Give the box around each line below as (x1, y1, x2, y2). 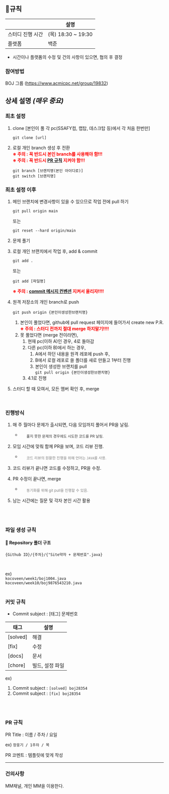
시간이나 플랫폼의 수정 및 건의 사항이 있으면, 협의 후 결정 (12, 54, 123, 60)
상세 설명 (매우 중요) (5, 96, 64, 105)
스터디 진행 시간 (8, 31, 43, 38)
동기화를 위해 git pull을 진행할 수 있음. (26, 488, 89, 493)
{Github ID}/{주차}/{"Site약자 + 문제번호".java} (5, 552, 103, 557)
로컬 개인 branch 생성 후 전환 (12, 145, 70, 151)
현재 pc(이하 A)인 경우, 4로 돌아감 (27, 338, 95, 344)
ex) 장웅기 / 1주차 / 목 (5, 742, 50, 748)
